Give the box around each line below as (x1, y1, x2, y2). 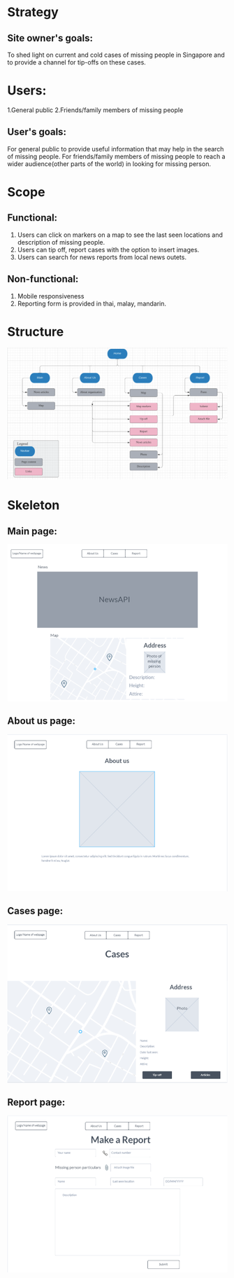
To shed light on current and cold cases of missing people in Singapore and (7, 50, 225, 59)
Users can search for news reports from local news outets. (17, 253, 187, 261)
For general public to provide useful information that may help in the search (7, 144, 224, 153)
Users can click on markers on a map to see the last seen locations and (17, 231, 224, 239)
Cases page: (7, 905, 64, 917)
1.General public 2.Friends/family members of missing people (7, 106, 184, 114)
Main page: (7, 525, 57, 537)
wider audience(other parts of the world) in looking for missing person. (7, 159, 212, 168)
